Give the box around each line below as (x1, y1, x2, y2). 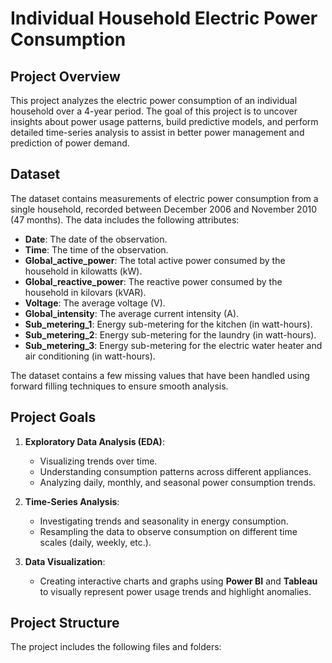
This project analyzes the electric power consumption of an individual (10, 95, 298, 106)
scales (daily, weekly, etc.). (39, 536, 152, 548)
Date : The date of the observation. (24, 233, 168, 245)
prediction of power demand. (10, 137, 130, 149)
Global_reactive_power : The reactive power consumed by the (24, 275, 283, 287)
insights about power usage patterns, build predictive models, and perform (10, 116, 319, 127)
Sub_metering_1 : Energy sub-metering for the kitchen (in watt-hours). (24, 318, 313, 330)
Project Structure (10, 615, 120, 632)
